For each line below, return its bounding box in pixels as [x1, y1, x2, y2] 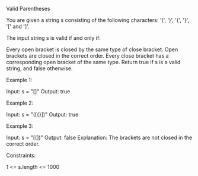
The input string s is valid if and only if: [6, 34, 101, 41]
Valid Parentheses [6, 5, 50, 12]
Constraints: [6, 152, 36, 159]
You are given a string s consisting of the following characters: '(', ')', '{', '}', [6, 17, 190, 23]
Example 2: [6, 99, 34, 106]
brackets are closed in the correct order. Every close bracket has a [6, 52, 169, 59]
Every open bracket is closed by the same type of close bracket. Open [6, 46, 178, 53]
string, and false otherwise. [6, 65, 73, 72]
